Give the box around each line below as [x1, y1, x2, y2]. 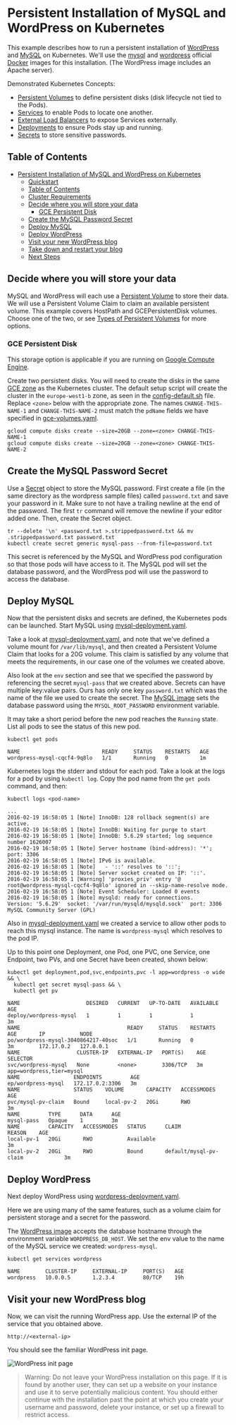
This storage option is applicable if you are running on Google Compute [7, 355, 215, 363]
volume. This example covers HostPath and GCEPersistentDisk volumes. [7, 306, 218, 315]
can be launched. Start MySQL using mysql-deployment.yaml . [7, 621, 188, 630]
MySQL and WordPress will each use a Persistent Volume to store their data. [7, 291, 229, 300]
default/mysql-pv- [164, 1148, 219, 1155]
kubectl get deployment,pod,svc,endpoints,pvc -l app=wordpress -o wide [7, 969, 225, 976]
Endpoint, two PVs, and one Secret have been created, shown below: [7, 955, 208, 964]
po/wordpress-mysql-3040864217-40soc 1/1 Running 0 [7, 1037, 194, 1044]
